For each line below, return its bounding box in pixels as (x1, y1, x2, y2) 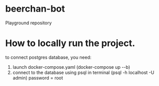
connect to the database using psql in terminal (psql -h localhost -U (12, 69, 154, 75)
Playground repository (5, 20, 52, 26)
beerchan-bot (5, 3, 65, 15)
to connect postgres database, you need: (5, 54, 91, 60)
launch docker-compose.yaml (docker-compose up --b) (12, 64, 131, 70)
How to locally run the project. (5, 37, 136, 49)
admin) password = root (12, 74, 63, 81)
